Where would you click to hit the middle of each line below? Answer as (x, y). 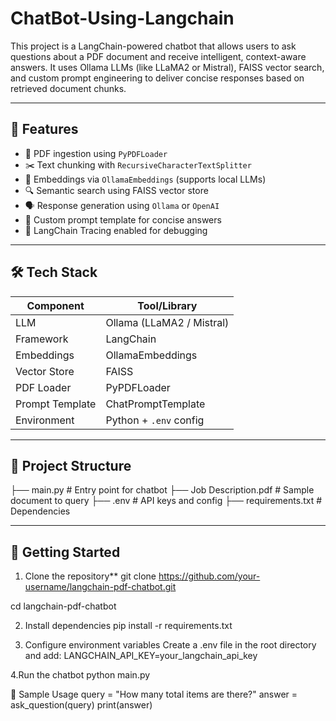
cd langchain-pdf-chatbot (63, 606)
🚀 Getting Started (65, 552)
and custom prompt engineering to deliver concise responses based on (157, 78)
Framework (42, 339)
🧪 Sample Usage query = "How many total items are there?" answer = (154, 694)
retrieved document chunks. (68, 88)
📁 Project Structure (71, 465)
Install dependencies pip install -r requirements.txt (128, 626)
